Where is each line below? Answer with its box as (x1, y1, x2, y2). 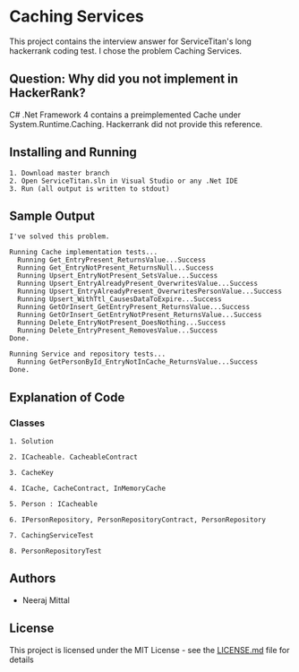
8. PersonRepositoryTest (9, 547, 102, 556)
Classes (9, 417, 46, 429)
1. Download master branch (9, 168, 110, 177)
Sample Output (9, 208, 96, 223)
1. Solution (9, 437, 54, 446)
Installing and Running (9, 145, 137, 160)
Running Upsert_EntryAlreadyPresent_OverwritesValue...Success (17, 280, 258, 289)
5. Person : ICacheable (9, 500, 98, 509)
